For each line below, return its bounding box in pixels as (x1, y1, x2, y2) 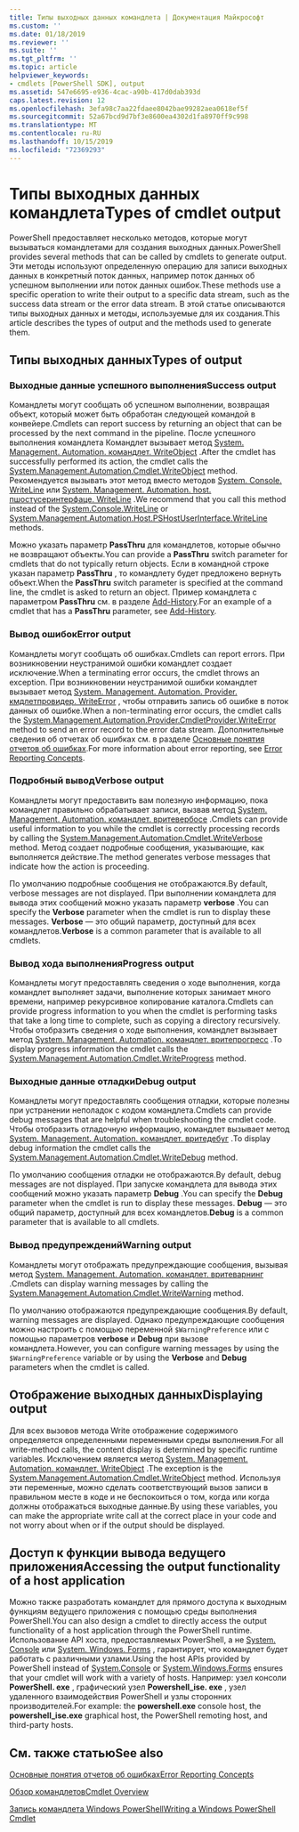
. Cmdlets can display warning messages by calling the (9, 1278, 209, 1289)
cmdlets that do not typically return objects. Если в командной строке (9, 558, 270, 570)
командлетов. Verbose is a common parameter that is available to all (9, 925, 262, 936)
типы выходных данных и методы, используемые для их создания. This (9, 308, 280, 319)
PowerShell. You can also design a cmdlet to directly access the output (9, 1616, 267, 1626)
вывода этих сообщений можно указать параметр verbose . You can (9, 896, 270, 908)
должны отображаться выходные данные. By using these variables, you (9, 1501, 279, 1512)
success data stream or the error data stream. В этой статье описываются (9, 298, 286, 309)
